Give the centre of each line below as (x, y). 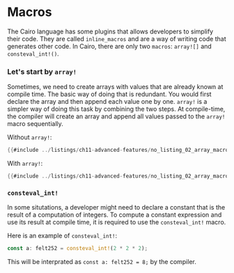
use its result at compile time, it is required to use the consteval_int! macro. (117, 222)
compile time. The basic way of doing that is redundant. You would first (109, 94)
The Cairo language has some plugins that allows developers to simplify (110, 31)
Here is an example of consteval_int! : (62, 236)
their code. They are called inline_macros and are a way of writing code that (117, 38)
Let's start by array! (42, 72)
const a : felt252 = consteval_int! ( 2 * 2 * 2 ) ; (78, 249)
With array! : (25, 164)
